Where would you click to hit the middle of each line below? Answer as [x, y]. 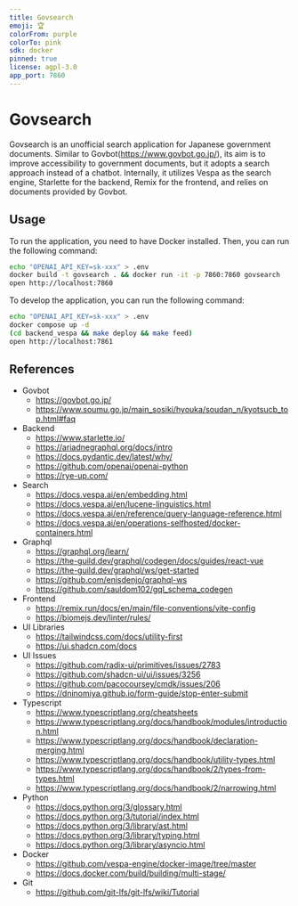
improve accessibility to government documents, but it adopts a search [139, 163]
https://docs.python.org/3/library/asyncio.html [121, 845]
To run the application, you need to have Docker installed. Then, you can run [149, 241]
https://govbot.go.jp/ [73, 400]
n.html [47, 731]
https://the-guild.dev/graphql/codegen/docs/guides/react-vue [149, 561]
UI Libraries [43, 627]
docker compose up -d [49, 325]
